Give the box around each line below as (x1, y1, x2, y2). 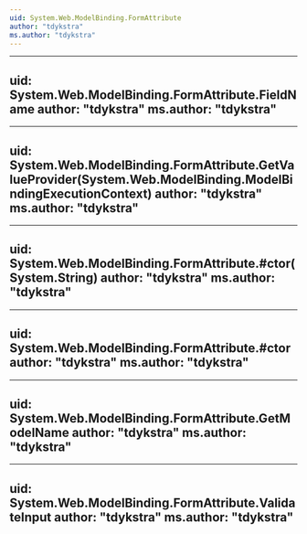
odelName (9, 425, 70, 441)
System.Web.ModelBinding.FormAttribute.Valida (9, 495, 296, 510)
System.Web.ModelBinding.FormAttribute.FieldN (9, 87, 297, 102)
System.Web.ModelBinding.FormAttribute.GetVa (9, 157, 295, 173)
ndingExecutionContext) (9, 186, 153, 201)
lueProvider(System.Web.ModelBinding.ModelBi (9, 171, 294, 187)
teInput (9, 509, 52, 525)
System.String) (9, 271, 99, 286)
